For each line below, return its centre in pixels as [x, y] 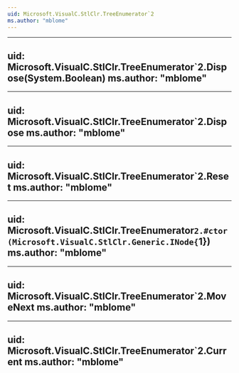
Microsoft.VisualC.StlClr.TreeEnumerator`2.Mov [117, 297]
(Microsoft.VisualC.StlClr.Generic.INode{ [103, 242]
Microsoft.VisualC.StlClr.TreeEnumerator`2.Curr [117, 351]
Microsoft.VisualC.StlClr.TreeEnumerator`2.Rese [118, 176]
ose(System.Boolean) [57, 78]
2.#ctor [211, 231]
